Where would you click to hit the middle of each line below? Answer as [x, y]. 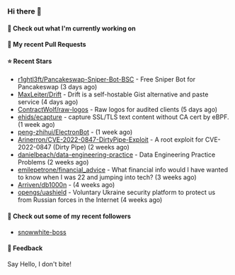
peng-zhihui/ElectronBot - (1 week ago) [75, 132]
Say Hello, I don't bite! [40, 264]
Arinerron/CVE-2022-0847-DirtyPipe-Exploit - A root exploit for [110, 140]
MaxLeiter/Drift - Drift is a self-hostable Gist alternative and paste [113, 94]
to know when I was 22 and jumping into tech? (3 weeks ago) [107, 177]
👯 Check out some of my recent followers [69, 216]
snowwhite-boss [42, 232]
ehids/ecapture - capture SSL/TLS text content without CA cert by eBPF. [123, 117]
